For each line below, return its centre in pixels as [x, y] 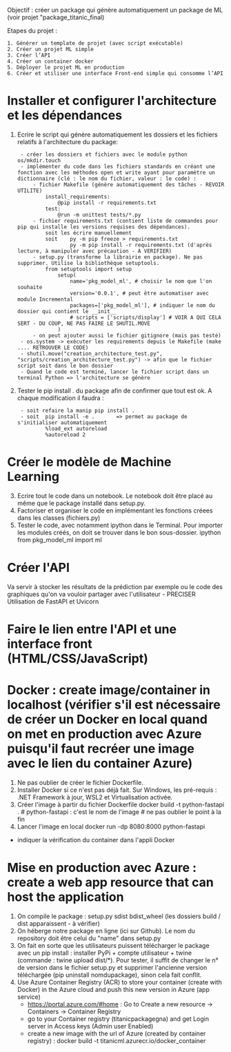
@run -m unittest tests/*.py [99, 215]
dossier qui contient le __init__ [67, 311]
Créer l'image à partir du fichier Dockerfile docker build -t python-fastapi [121, 804]
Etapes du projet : [32, 31]
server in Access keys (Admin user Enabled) [90, 1026]
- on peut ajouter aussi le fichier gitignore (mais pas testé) [127, 335]
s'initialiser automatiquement [62, 423]
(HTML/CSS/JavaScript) [78, 659]
